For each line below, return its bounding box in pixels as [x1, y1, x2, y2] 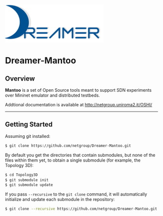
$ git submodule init [5, 177, 49, 183]
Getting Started [5, 120, 53, 129]
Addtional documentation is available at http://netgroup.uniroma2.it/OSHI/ [5, 102, 152, 107]
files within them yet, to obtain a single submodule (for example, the [5, 157, 141, 163]
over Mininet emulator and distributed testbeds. [5, 92, 100, 98]
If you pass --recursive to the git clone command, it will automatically [5, 191, 147, 197]
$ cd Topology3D [5, 172, 38, 177]
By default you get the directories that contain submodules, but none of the [5, 152, 156, 158]
